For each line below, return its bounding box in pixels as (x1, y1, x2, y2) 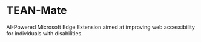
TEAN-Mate (6, 4, 68, 17)
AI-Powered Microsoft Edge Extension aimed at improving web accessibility (6, 23, 196, 31)
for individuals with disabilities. (6, 29, 83, 37)
